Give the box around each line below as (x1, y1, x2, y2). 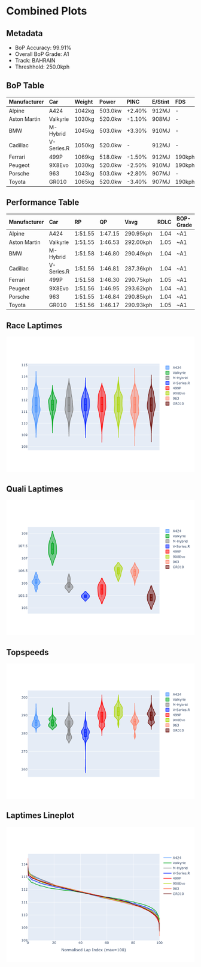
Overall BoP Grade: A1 (14, 50, 69, 58)
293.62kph (124, 284, 153, 292)
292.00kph (124, 239, 153, 246)
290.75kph (124, 276, 153, 284)
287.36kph (124, 264, 153, 272)
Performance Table (6, 197, 80, 208)
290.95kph (124, 230, 153, 237)
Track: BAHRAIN (14, 57, 56, 64)
